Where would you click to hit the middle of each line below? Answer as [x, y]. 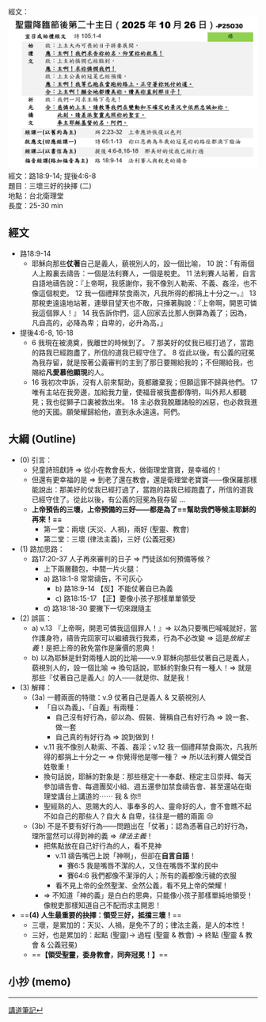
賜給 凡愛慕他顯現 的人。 [70, 372]
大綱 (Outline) [42, 439]
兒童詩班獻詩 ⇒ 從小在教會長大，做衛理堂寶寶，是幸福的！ [127, 469]
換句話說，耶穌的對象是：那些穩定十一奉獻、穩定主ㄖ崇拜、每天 [147, 776]
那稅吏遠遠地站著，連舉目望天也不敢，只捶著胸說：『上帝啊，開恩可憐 [144, 302]
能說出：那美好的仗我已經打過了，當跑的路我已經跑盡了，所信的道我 [142, 489]
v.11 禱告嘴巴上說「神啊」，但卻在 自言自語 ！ [125, 855]
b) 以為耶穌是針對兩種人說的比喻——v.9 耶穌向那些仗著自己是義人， [142, 657]
